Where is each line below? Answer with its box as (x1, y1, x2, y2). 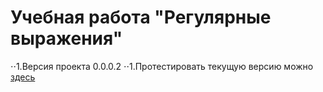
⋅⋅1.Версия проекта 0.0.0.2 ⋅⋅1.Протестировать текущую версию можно (10, 60, 314, 72)
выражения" (10, 27, 123, 50)
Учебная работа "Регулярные (10, 6, 272, 29)
